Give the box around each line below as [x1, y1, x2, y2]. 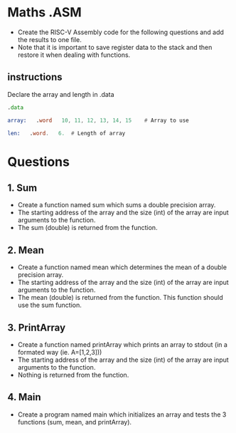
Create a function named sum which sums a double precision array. [17, 201, 216, 209]
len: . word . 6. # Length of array [7, 130, 126, 137]
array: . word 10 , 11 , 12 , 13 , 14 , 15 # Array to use [7, 117, 190, 124]
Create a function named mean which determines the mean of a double [17, 263, 227, 271]
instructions [7, 71, 63, 83]
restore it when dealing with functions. [17, 51, 131, 59]
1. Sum [7, 182, 38, 194]
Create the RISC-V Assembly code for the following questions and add [17, 28, 224, 36]
